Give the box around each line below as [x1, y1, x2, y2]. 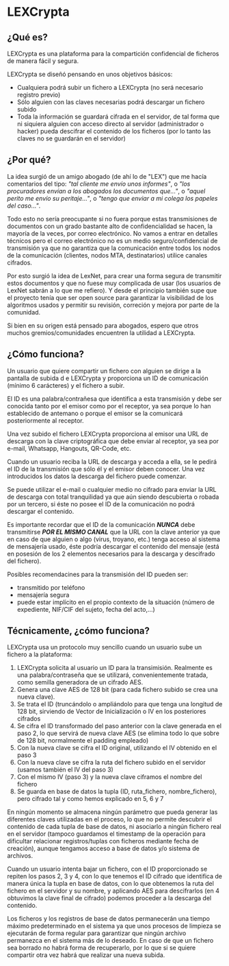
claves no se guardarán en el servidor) [16, 134, 126, 143]
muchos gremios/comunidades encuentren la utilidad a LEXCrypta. [7, 328, 196, 336]
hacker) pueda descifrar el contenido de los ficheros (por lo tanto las [16, 127, 211, 135]
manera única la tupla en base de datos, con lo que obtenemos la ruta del [7, 880, 214, 888]
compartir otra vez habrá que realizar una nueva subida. [7, 951, 165, 959]
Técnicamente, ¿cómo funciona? [7, 625, 150, 637]
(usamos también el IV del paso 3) [16, 765, 114, 774]
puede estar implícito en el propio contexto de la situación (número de [16, 597, 215, 606]
